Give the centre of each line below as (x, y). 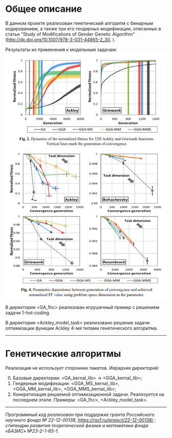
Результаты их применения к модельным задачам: (61, 49)
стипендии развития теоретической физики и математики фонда (77, 425)
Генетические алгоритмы (63, 353)
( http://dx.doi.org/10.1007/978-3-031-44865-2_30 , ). (61, 40)
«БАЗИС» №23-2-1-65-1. (32, 431)
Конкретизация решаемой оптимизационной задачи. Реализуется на (89, 394)
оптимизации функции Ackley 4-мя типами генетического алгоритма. (82, 328)
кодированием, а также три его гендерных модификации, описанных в (83, 28)
